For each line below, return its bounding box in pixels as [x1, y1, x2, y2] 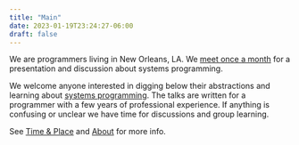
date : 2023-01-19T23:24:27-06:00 [9, 21, 134, 30]
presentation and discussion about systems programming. [9, 63, 223, 74]
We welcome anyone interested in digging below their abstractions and [9, 81, 270, 92]
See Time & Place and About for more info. [9, 126, 167, 137]
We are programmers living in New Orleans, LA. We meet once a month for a [9, 54, 291, 65]
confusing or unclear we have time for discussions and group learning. [9, 109, 270, 120]
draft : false [9, 29, 58, 38]
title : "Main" [9, 12, 62, 22]
